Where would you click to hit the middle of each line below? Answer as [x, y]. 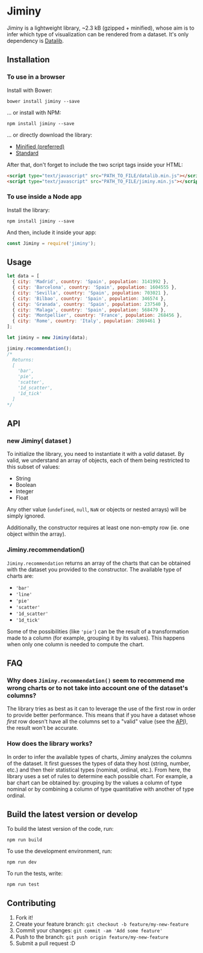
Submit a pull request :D [45, 943]
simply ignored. [26, 516]
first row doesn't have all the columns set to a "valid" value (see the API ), [98, 721]
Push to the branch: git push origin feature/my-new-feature [92, 937]
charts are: [20, 576]
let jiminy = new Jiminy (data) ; [47, 338]
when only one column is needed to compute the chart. [75, 644]
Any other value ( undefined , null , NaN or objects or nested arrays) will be [97, 510]
